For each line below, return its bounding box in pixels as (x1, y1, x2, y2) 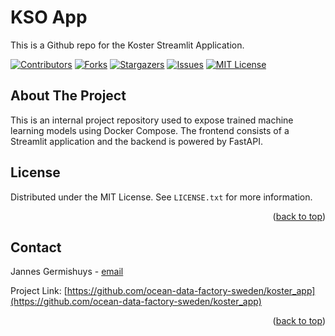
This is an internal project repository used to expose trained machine (10, 114, 294, 126)
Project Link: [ (10, 285, 68, 297)
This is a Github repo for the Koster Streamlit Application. (10, 39, 245, 51)
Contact (10, 239, 62, 256)
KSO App (10, 6, 88, 29)
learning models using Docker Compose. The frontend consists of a (10, 124, 290, 136)
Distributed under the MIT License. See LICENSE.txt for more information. (10, 191, 313, 203)
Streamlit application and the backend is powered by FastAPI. (10, 135, 263, 147)
